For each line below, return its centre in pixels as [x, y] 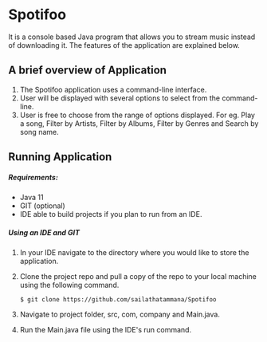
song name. [39, 132]
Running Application [60, 157]
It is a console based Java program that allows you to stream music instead [132, 37]
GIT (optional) [42, 206]
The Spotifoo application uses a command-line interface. [113, 89]
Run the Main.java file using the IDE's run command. [106, 330]
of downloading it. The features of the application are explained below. [124, 45]
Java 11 [31, 198]
